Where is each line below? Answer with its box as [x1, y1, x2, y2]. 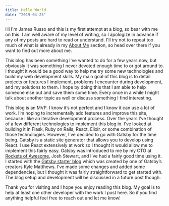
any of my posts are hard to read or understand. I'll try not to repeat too [5, 36, 154, 43]
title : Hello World [5, 7, 46, 13]
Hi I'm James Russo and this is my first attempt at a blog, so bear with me [5, 26, 158, 32]
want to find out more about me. [5, 47, 72, 54]
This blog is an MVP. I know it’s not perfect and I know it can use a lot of [5, 105, 155, 111]
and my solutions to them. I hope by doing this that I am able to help [5, 84, 146, 90]
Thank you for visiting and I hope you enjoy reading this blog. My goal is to [5, 184, 160, 190]
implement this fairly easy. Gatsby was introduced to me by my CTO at [5, 147, 152, 153]
